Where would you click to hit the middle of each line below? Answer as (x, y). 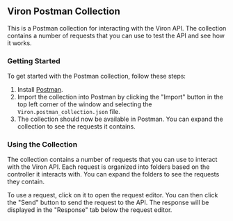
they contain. (26, 182)
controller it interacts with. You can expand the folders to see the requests (113, 174)
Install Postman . (40, 90)
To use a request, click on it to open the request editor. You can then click (113, 195)
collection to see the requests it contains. (76, 126)
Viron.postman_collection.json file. (69, 112)
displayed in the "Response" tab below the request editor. (90, 210)
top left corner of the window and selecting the (85, 104)
